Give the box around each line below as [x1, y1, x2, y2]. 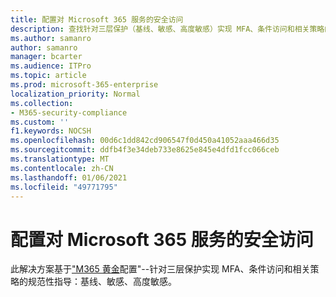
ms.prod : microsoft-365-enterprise [10, 80, 159, 90]
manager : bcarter [10, 52, 83, 62]
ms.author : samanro [10, 33, 92, 43]
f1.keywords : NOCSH [10, 126, 92, 136]
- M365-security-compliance [10, 107, 128, 118]
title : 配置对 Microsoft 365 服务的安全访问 [10, 14, 184, 25]
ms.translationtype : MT [10, 154, 110, 164]
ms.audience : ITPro [10, 61, 92, 71]
